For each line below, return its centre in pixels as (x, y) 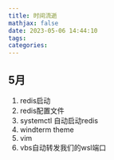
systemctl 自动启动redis (59, 120)
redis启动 (35, 100)
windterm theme (47, 130)
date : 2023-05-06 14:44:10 (53, 30)
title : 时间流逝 (33, 16)
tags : (17, 38)
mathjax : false (33, 23)
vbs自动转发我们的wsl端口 (63, 147)
